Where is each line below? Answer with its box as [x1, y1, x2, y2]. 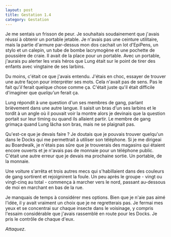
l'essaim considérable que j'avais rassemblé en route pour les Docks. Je [5, 210, 157, 217]
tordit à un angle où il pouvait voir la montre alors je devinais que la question [5, 110, 165, 116]
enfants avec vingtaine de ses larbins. [5, 63, 85, 69]
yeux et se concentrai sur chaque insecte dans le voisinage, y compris [5, 205, 154, 211]
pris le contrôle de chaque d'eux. [5, 216, 75, 222]
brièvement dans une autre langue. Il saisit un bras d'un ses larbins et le [5, 105, 157, 111]
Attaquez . [5, 226, 26, 232]
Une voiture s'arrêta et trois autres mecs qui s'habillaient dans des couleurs [5, 168, 164, 174]
